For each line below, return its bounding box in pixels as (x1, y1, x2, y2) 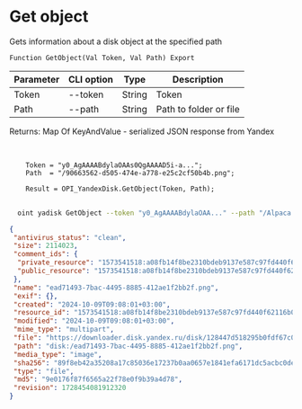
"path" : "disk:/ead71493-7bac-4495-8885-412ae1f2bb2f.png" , (13, 342, 244, 351)
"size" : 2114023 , (13, 241, 78, 251)
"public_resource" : (17, 267, 91, 276)
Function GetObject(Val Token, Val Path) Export (9, 53, 195, 62)
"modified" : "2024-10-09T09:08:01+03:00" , (13, 316, 175, 325)
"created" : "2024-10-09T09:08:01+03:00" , (13, 299, 171, 309)
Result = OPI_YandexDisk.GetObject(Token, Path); (25, 184, 216, 193)
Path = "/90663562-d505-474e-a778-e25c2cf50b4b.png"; (25, 168, 235, 177)
